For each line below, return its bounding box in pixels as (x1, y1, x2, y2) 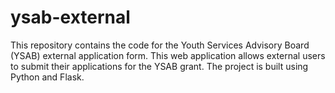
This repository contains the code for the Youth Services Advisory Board (10, 39, 310, 51)
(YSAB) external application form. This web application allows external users (10, 49, 326, 61)
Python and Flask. (10, 71, 85, 83)
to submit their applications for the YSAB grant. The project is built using (10, 60, 309, 72)
